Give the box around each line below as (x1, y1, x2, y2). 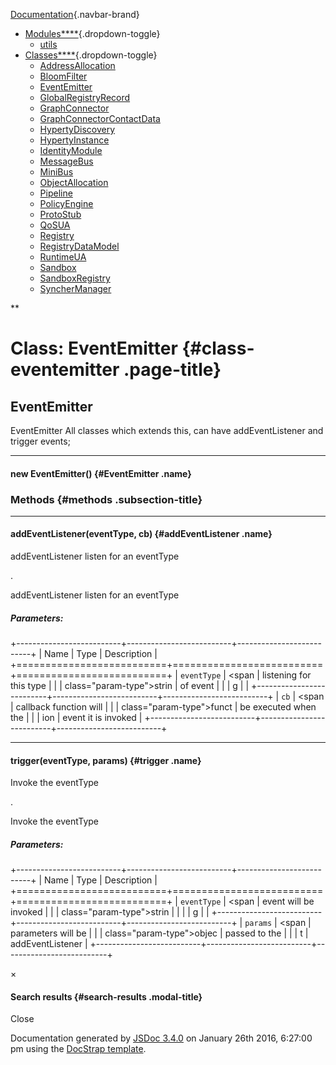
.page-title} (123, 359, 222, 381)
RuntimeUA (39, 251, 87, 263)
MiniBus (39, 166, 74, 178)
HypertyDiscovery (39, 124, 116, 135)
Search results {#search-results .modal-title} (10, 990, 203, 1003)
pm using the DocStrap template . (10, 1043, 147, 1055)
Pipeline (39, 187, 73, 199)
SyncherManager (39, 283, 112, 294)
